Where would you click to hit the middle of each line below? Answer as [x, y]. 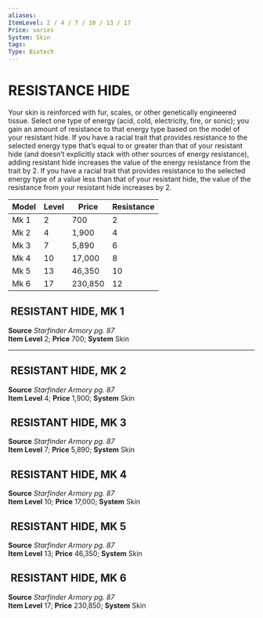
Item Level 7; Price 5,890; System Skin [72, 450]
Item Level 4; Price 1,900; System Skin [72, 398]
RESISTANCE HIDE [69, 91]
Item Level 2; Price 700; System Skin [68, 339]
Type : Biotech [31, 52]
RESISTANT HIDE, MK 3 [68, 422]
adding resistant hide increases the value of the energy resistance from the [129, 162]
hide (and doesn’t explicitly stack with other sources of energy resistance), [129, 154]
